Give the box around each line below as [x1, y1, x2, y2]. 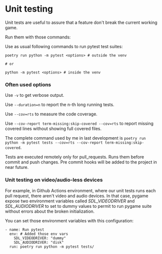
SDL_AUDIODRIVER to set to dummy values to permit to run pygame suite [5, 203, 152, 209]
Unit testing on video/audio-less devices [5, 177, 103, 183]
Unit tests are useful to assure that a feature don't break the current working [5, 19, 158, 25]
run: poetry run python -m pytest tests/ [9, 244, 95, 249]
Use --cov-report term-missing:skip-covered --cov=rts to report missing [5, 121, 154, 127]
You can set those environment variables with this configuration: [5, 218, 134, 223]
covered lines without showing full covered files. [5, 126, 102, 132]
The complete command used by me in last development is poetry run [5, 135, 146, 141]
